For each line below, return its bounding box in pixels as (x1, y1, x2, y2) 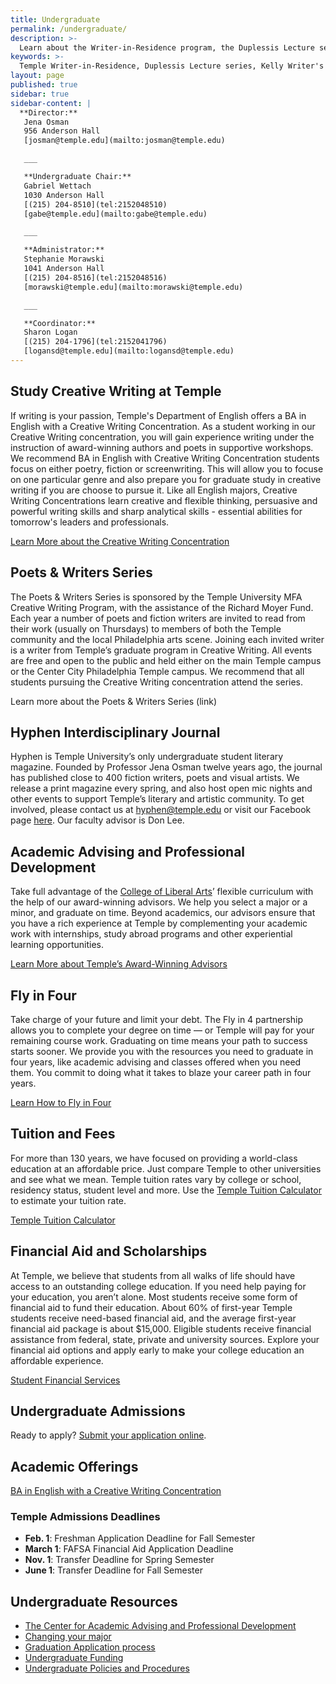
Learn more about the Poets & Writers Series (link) (10, 695, 217, 707)
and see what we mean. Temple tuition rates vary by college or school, (10, 1173, 302, 1185)
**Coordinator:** (23, 318, 97, 328)
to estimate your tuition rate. (10, 1194, 127, 1206)
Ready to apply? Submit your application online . (10, 1429, 207, 1441)
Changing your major (24, 1631, 112, 1643)
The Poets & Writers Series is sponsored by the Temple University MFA (10, 591, 303, 603)
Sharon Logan (23, 327, 78, 338)
